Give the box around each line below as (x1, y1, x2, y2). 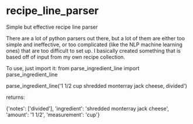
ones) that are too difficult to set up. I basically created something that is (6, 47, 181, 54)
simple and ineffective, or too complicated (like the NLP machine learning (6, 41, 183, 48)
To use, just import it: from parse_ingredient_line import (6, 64, 140, 71)
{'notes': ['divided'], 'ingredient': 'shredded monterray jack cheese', (6, 105, 170, 112)
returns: (6, 94, 25, 101)
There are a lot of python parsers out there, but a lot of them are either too (6, 35, 185, 42)
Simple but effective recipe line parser (6, 23, 98, 30)
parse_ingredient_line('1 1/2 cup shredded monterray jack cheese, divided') (6, 82, 187, 89)
